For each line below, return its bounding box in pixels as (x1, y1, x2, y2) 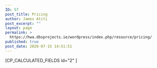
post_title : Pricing (5, 12, 48, 17)
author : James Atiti (5, 16, 48, 21)
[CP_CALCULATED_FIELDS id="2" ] (5, 57, 78, 63)
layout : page (5, 26, 32, 31)
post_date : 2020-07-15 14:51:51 (5, 44, 72, 49)
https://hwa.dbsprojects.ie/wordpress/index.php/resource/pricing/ (9, 35, 153, 40)
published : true (5, 39, 39, 44)
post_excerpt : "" (5, 21, 41, 26)
